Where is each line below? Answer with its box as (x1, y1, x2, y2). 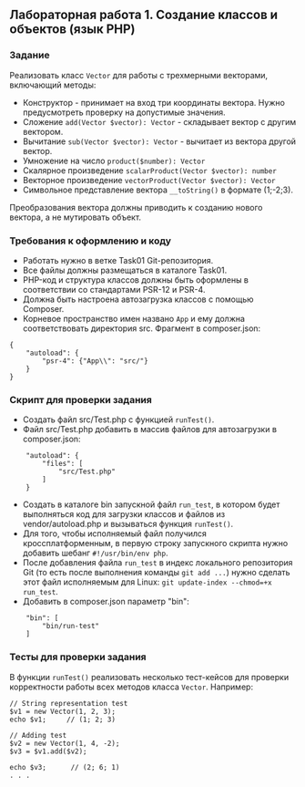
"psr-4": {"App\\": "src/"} (42, 356, 148, 366)
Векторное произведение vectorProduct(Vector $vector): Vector (22, 174, 276, 185)
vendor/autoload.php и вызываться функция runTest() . (22, 519, 234, 530)
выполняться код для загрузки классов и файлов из (22, 509, 226, 520)
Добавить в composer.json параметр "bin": (22, 596, 189, 607)
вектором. (22, 126, 64, 137)
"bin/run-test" (42, 622, 100, 631)
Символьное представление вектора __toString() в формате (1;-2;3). (22, 184, 294, 195)
